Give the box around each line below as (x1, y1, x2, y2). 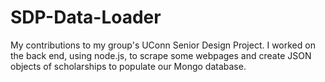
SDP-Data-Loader (10, 6, 162, 29)
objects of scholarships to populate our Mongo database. (10, 60, 247, 72)
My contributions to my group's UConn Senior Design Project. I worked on (10, 39, 316, 51)
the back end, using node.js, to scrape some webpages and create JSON (10, 49, 312, 61)
